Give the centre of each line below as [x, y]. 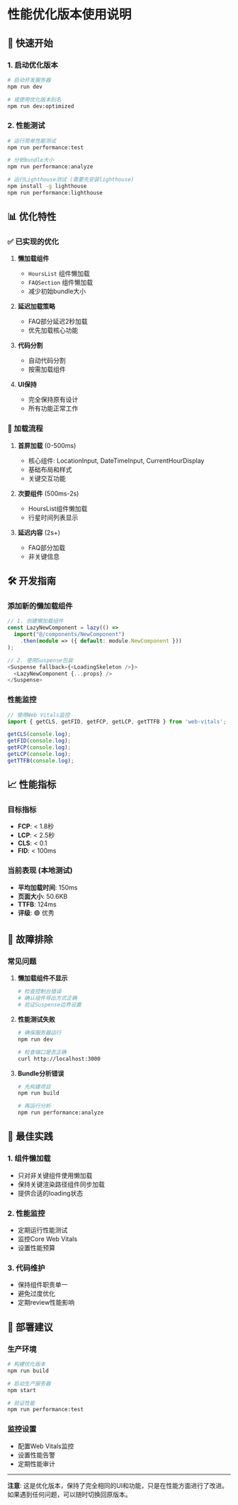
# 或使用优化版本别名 [34, 99]
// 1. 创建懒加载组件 [35, 621]
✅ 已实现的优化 [33, 242]
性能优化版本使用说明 [70, 15]
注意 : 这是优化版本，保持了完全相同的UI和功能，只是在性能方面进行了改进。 [118, 1485]
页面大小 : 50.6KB [42, 896]
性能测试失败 [36, 1019]
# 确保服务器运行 [39, 1033]
